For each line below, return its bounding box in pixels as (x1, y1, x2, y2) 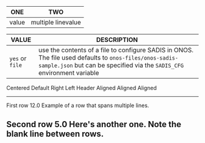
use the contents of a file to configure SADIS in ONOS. (38, 46, 194, 54)
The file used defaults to (38, 54, 109, 61)
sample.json (38, 62, 73, 69)
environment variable (38, 69, 99, 77)
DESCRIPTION (96, 36, 138, 44)
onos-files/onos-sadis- (109, 55, 179, 61)
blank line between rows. (6, 129, 104, 139)
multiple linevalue (31, 18, 81, 26)
